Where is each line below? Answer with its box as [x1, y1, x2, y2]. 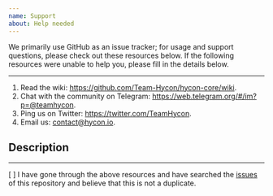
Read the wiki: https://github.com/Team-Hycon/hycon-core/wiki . [19, 82, 237, 92]
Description [8, 140, 69, 155]
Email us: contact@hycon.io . [19, 117, 116, 127]
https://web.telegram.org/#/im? [152, 91, 258, 101]
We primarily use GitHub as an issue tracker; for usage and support [8, 41, 234, 51]
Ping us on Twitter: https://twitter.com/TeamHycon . [19, 108, 193, 118]
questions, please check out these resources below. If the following [8, 50, 234, 60]
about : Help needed [8, 20, 75, 28]
